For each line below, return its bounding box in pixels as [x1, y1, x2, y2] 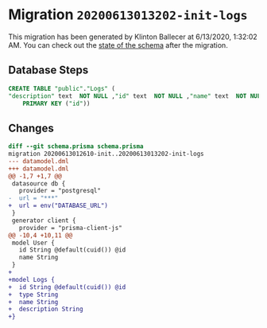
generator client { [11, 217, 77, 225]
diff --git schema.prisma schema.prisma [8, 143, 145, 150]
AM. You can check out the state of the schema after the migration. [8, 40, 228, 49]
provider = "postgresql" [18, 187, 102, 195]
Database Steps [8, 64, 89, 77]
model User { [11, 239, 56, 247]
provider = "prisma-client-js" [18, 224, 123, 232]
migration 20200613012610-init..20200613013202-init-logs [8, 150, 204, 158]
